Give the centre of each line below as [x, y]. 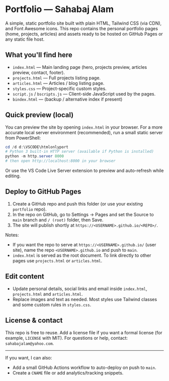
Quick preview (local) [39, 115]
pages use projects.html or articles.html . [57, 260]
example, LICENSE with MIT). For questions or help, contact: [67, 338]
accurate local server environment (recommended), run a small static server [84, 132]
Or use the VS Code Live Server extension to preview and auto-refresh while [84, 171]
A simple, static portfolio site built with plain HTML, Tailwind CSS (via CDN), [83, 23]
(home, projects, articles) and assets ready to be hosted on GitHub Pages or [84, 34]
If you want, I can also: [29, 357]
